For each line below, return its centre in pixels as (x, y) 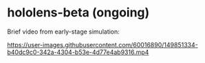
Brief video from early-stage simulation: (64, 32)
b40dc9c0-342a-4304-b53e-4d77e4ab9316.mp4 (78, 52)
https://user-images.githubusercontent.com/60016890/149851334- (102, 45)
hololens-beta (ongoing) (78, 13)
